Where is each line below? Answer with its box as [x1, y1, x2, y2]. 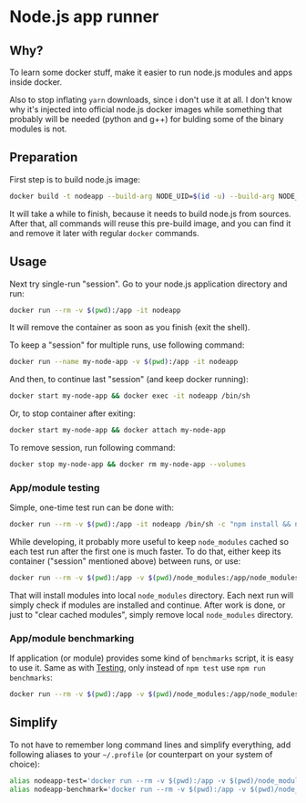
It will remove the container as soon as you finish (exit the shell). [9, 322, 250, 333]
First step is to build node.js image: [9, 173, 141, 184]
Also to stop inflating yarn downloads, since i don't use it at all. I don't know [9, 94, 293, 105]
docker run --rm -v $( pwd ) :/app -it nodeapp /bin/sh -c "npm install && [9, 520, 291, 529]
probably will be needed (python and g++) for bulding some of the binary [9, 114, 284, 124]
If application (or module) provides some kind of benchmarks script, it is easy [9, 652, 294, 663]
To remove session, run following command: [9, 443, 176, 453]
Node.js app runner [9, 6, 159, 27]
